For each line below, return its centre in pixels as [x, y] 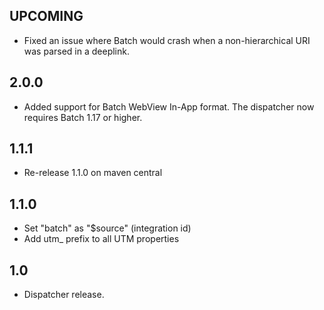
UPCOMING [46, 16]
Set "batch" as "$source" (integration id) [107, 228]
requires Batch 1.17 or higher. [83, 117]
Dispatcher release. [64, 295]
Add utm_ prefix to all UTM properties [101, 239]
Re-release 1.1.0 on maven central [93, 173]
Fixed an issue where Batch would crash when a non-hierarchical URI [167, 40]
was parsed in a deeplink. [76, 51]
